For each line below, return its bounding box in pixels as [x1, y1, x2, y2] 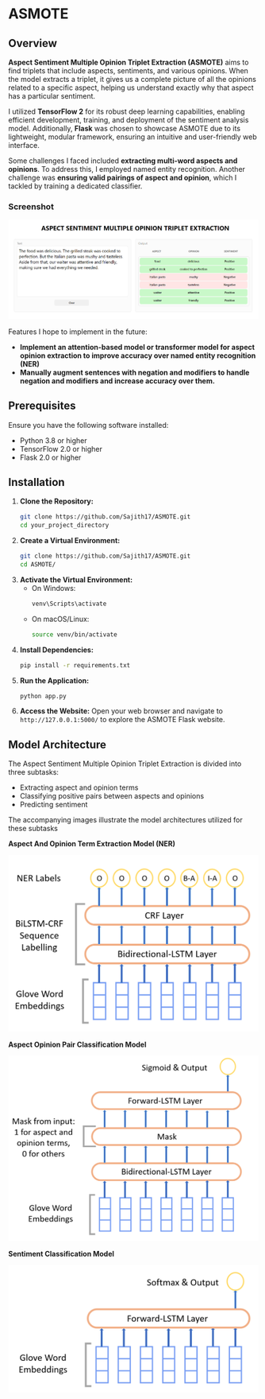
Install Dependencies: [19, 645, 94, 655]
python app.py [19, 692, 67, 700]
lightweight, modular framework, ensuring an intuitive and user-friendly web [8, 132, 257, 142]
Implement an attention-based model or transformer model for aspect [19, 342, 255, 352]
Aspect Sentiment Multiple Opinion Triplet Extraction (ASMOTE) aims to [8, 57, 249, 67]
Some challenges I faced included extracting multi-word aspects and [8, 156, 238, 165]
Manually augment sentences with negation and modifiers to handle [19, 367, 250, 377]
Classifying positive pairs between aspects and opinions [19, 791, 205, 801]
